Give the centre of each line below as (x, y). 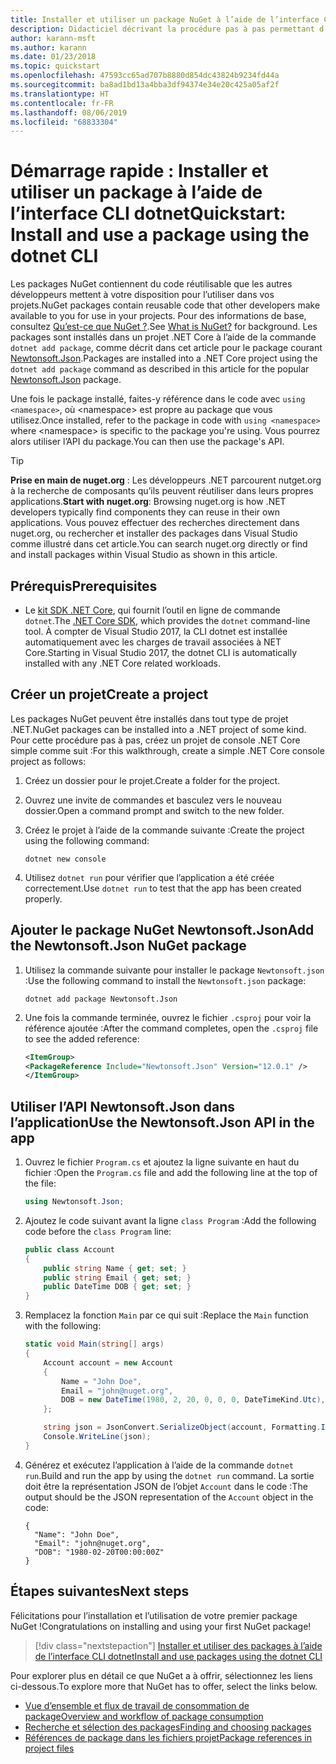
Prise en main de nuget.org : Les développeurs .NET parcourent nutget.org (166, 480)
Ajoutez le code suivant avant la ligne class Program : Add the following (170, 1220)
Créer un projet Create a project (109, 694)
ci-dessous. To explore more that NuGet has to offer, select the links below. (164, 1686)
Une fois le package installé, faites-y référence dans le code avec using (158, 399)
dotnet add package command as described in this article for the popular (160, 369)
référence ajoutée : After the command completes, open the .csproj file (171, 1028)
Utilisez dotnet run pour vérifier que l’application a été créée (149, 877)
